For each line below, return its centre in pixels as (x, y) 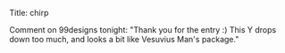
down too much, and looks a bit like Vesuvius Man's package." (124, 39)
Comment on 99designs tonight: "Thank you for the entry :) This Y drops (143, 30)
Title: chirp (29, 13)
